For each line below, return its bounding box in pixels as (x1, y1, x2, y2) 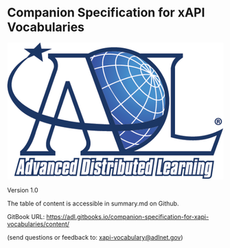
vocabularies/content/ (7, 220, 70, 228)
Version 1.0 (7, 186, 38, 194)
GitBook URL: (7, 213, 45, 221)
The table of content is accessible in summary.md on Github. (7, 199, 179, 207)
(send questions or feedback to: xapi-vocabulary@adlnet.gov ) (7, 234, 183, 242)
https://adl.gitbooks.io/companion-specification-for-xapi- (46, 213, 209, 221)
